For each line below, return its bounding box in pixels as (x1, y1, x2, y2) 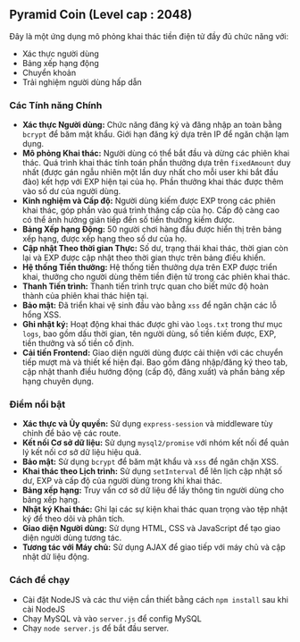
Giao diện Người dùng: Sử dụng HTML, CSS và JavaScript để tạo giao (21, 523, 281, 534)
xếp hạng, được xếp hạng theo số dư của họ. (21, 233, 187, 244)
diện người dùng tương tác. (21, 532, 122, 544)
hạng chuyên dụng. (21, 376, 94, 387)
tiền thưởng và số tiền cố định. (21, 338, 135, 349)
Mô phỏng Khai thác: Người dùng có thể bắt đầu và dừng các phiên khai (21, 148, 290, 159)
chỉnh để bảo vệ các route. (21, 428, 121, 439)
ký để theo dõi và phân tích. (21, 513, 125, 524)
